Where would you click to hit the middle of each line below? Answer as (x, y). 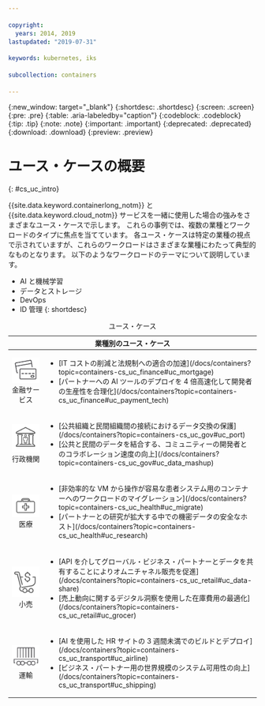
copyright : (26, 25)
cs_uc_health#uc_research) (103, 535)
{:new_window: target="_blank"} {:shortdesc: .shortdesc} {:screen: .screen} (131, 107)
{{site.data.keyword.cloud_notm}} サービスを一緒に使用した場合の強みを (126, 215)
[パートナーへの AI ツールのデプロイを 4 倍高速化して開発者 (155, 381)
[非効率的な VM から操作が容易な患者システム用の (139, 489)
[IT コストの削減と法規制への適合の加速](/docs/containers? (155, 362)
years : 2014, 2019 (46, 33)
